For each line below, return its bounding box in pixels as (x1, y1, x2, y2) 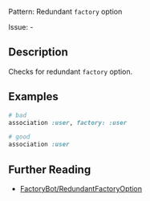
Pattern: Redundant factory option (8, 7, 123, 16)
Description (8, 46, 68, 59)
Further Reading (8, 163, 91, 176)
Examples (8, 90, 59, 103)
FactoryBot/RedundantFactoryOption (19, 183, 143, 193)
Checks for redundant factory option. (8, 66, 133, 76)
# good (8, 133, 30, 141)
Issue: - (8, 22, 34, 31)
